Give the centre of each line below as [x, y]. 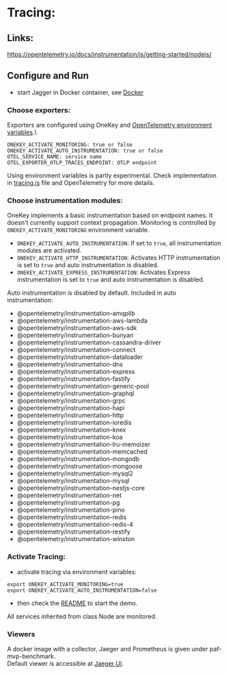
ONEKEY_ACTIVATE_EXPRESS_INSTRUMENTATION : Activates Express [103, 273]
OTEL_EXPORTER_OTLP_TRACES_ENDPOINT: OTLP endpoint [82, 163]
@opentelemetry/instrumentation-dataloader [80, 357]
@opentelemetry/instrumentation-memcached [82, 452]
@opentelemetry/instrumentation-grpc [71, 401]
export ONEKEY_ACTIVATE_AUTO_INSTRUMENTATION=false [82, 590]
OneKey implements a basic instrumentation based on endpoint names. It [110, 215]
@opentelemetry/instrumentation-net [69, 495]
